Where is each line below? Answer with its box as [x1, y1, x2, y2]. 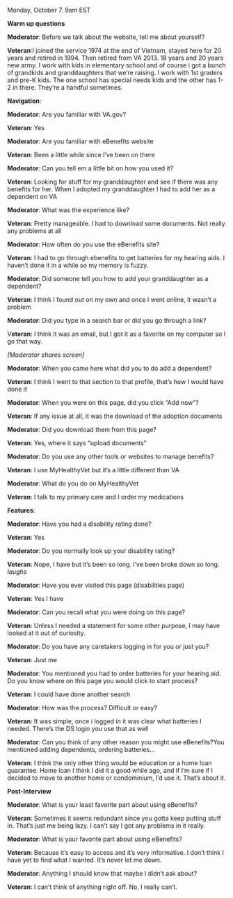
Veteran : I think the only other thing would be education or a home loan [7, 759, 212, 767]
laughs [7, 568, 27, 576]
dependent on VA [7, 193, 58, 200]
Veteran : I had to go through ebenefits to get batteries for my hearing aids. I [7, 254, 225, 262]
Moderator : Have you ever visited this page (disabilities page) [7, 581, 185, 589]
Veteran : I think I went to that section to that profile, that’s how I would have [7, 378, 224, 385]
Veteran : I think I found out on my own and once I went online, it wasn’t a [7, 296, 217, 303]
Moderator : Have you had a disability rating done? [7, 520, 152, 528]
